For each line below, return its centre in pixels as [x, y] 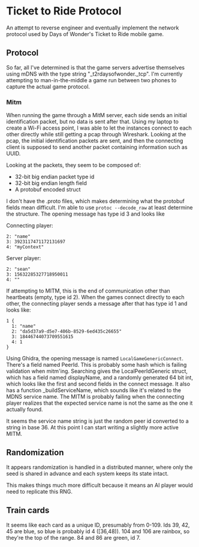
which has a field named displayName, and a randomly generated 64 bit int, [100, 378]
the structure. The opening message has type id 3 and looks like [85, 214]
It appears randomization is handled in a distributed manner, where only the [99, 467]
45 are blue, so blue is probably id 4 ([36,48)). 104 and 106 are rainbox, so [98, 531]
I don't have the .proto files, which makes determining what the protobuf [95, 201]
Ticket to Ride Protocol [64, 11]
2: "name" [19, 237]
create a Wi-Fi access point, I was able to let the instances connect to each [99, 128]
